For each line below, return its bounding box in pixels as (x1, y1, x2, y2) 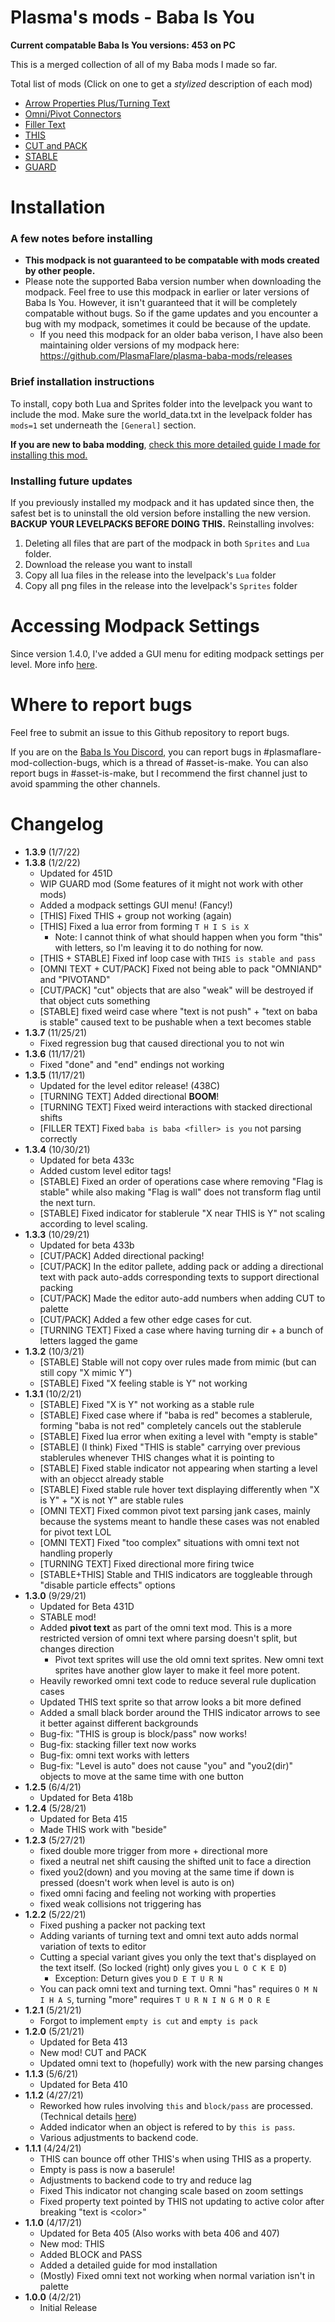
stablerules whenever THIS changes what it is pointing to (39, 1451, 275, 1463)
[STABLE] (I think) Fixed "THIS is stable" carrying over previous (39, 1441, 301, 1453)
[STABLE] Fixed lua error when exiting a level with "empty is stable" (39, 1430, 318, 1442)
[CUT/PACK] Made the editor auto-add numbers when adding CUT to (39, 1292, 326, 1304)
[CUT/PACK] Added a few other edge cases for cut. (39, 1313, 253, 1325)
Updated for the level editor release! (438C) (39, 1079, 221, 1091)
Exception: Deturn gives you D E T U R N (54, 1972, 223, 1984)
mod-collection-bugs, (10, 756, 100, 768)
